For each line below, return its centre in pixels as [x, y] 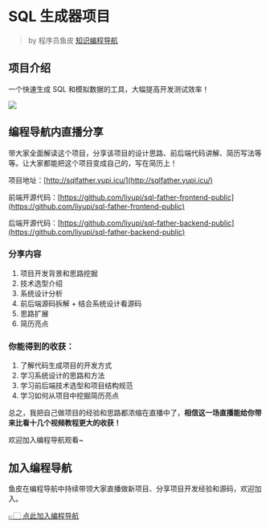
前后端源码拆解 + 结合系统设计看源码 [81, 303]
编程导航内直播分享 [56, 132]
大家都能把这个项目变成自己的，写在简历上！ [103, 163]
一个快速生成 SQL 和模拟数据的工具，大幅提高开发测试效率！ [109, 89]
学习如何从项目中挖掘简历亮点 [69, 396]
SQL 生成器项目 [59, 16]
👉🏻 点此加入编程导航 [44, 515]
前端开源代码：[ [35, 197]
